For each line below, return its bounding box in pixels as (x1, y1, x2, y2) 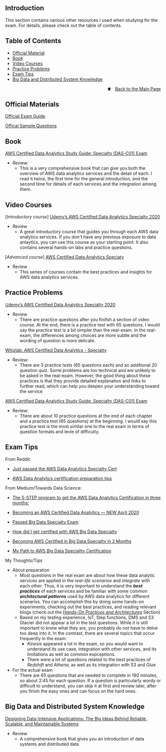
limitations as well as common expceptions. (27, 651, 116, 657)
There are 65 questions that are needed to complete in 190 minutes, (19, 672, 158, 678)
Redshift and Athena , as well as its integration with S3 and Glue (27, 661, 156, 668)
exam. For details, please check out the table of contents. (5, 22, 122, 28)
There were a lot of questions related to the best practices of (27, 656, 151, 662)
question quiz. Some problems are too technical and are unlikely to (19, 367, 156, 373)
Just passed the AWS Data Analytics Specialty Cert (12, 466, 117, 472)
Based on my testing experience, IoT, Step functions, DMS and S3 (19, 614, 154, 620)
